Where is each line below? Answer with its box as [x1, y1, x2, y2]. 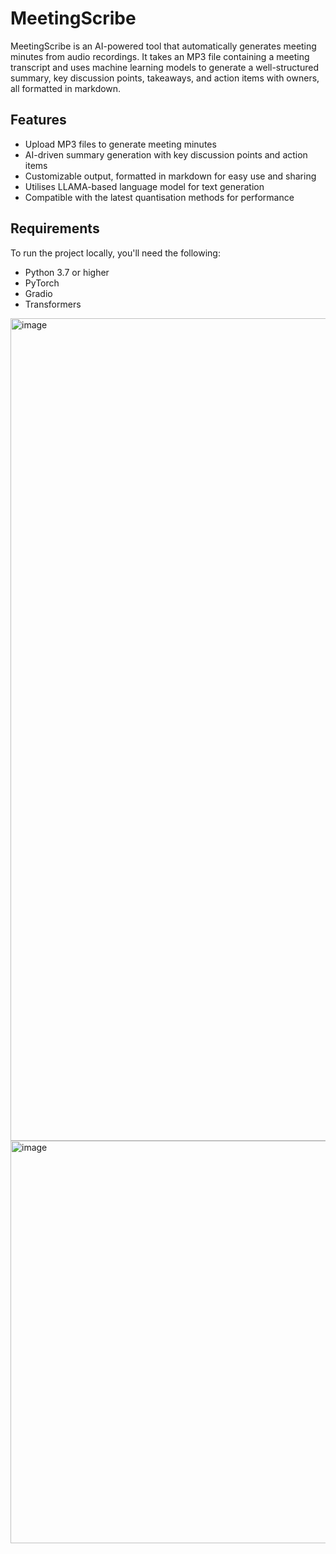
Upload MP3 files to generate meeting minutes [24, 138, 217, 150]
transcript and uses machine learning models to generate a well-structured [10, 61, 319, 73]
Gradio [24, 287, 53, 299]
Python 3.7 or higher [24, 266, 110, 278]
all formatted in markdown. [10, 82, 122, 94]
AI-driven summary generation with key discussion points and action [24, 148, 308, 161]
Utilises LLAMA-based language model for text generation [24, 180, 265, 192]
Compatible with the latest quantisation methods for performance [24, 191, 295, 203]
